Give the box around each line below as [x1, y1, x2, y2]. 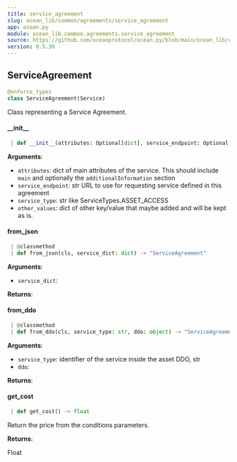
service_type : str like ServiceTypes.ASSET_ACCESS [17, 196, 169, 204]
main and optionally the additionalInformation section [17, 173, 176, 182]
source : [7, 37, 30, 44]
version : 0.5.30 [7, 43, 55, 50]
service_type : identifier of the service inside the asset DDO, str [17, 354, 201, 363]
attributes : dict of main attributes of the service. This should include [17, 166, 219, 174]
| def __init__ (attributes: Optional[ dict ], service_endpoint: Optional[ [10, 139, 232, 146]
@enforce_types [7, 88, 52, 96]
